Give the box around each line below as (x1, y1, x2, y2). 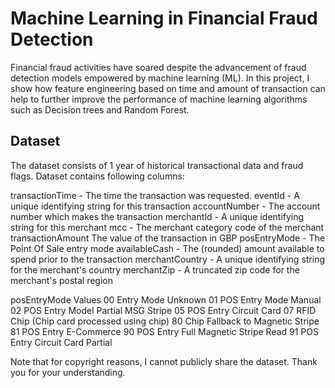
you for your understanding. (10, 366, 126, 378)
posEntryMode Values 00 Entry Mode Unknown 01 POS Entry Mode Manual (10, 293, 322, 306)
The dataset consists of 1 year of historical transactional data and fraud (10, 159, 304, 171)
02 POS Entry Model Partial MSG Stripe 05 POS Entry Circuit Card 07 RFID (10, 304, 317, 316)
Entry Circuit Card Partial (10, 336, 113, 348)
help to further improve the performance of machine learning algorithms (10, 93, 308, 105)
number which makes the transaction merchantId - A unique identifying (10, 210, 305, 222)
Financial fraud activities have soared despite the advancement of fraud (10, 61, 307, 73)
